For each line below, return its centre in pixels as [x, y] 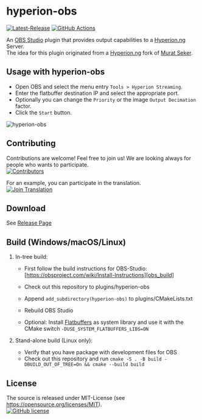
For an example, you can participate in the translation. [74, 183]
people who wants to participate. [48, 164]
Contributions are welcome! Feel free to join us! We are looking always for [99, 158]
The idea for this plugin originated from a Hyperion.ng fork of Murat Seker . [99, 52]
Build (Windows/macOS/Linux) [66, 242]
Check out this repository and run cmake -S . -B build [93, 359]
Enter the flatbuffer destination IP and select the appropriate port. [97, 93]
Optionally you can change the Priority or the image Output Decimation [106, 99]
